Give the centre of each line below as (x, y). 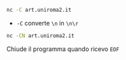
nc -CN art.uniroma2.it (41, 36)
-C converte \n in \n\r (47, 23)
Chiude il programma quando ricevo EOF (63, 49)
